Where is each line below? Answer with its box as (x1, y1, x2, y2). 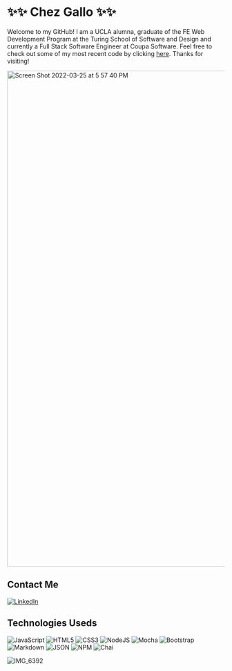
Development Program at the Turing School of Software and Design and (7, 35, 212, 43)
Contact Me (7, 579, 59, 591)
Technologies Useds (7, 617, 97, 629)
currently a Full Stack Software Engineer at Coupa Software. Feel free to (7, 42, 213, 50)
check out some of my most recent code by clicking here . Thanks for (7, 49, 204, 57)
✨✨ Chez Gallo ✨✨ (7, 4, 116, 20)
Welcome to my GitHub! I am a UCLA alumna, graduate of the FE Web (7, 27, 205, 35)
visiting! (7, 57, 30, 65)
